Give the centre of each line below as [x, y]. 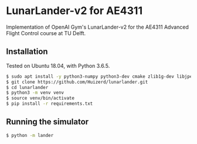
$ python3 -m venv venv [35, 93]
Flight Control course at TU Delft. [46, 33]
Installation [27, 52]
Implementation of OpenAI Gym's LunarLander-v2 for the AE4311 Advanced [98, 27]
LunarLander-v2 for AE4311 [74, 11]
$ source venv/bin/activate [40, 98]
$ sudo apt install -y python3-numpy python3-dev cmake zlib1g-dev [90, 76]
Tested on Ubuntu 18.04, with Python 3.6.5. [58, 66]
